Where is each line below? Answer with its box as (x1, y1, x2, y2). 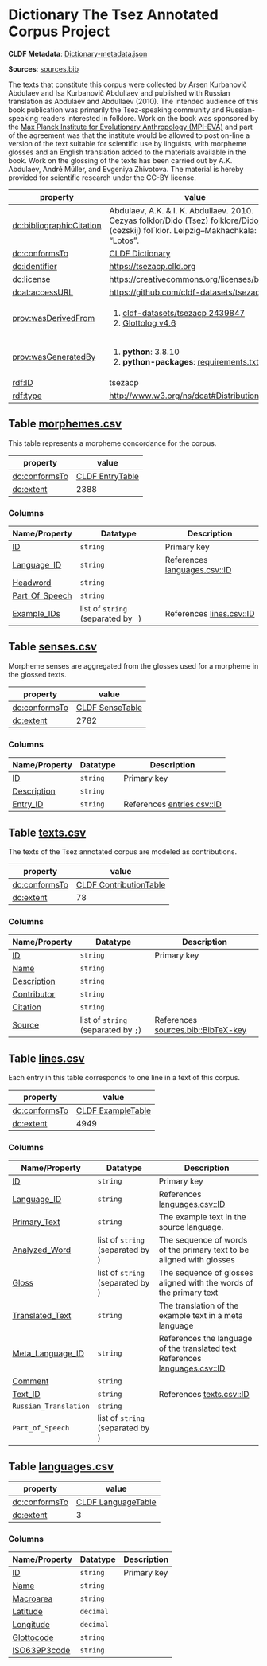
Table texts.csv (8, 825, 87, 839)
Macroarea (12, 1594, 53, 1605)
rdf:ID (12, 377, 33, 388)
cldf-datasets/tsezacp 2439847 (122, 307, 245, 318)
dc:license (12, 273, 51, 284)
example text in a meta (158, 1310, 244, 1321)
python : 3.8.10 (122, 346, 180, 357)
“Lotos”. (109, 235, 140, 246)
